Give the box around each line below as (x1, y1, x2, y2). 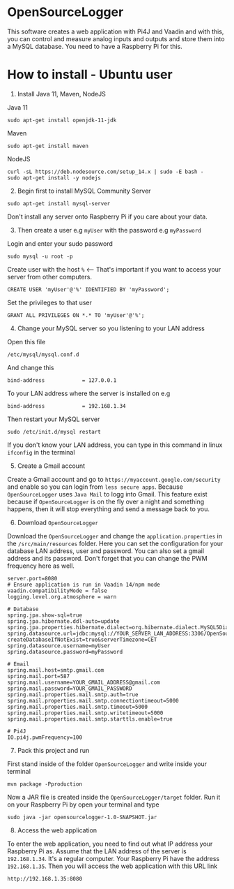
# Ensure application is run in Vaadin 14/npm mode (7, 581, 160, 588)
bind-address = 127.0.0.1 (7, 376, 117, 384)
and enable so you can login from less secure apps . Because (7, 483, 183, 491)
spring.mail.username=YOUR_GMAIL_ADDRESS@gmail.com (7, 679, 160, 686)
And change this (7, 363, 54, 372)
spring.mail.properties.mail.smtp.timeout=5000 (7, 703, 148, 710)
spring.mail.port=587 (7, 673, 70, 679)
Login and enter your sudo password (7, 239, 113, 248)
